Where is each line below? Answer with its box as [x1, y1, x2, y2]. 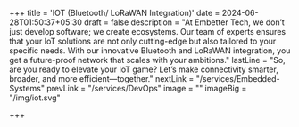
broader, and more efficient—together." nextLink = [9, 74, 195, 83]
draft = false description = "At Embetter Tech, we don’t [83, 17, 286, 28]
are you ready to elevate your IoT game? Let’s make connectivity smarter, [9, 64, 278, 75]
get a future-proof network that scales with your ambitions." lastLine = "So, [9, 55, 286, 65]
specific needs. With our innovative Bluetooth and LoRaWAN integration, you [9, 45, 291, 56]
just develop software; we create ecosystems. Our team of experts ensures [9, 27, 287, 36]
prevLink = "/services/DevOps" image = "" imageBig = [46, 83, 247, 93]
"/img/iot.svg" [9, 92, 61, 103]
